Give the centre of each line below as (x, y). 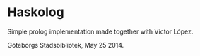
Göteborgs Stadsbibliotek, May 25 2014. (66, 45)
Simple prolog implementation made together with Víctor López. (100, 31)
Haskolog (36, 12)
